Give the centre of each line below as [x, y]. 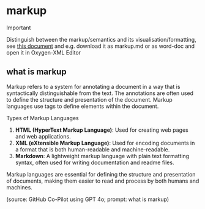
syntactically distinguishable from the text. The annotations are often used [100, 93]
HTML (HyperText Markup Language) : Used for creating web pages [102, 130]
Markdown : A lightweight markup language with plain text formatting [102, 156]
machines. [19, 187]
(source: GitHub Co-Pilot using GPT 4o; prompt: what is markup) [88, 199]
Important [19, 28]
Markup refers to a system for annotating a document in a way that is [93, 86]
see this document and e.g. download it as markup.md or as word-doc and [100, 46]
